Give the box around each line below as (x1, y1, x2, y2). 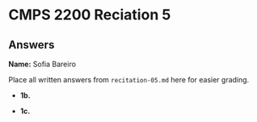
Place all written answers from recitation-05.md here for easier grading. (8, 75, 250, 84)
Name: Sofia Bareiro (8, 59, 77, 69)
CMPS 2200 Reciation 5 (8, 6, 171, 24)
